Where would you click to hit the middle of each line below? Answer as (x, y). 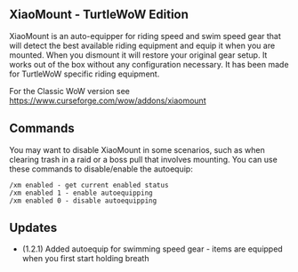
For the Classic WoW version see (70, 91)
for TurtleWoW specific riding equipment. (85, 74)
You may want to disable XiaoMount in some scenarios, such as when (137, 149)
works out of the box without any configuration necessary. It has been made (149, 64)
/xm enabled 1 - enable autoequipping (81, 193)
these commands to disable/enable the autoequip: (101, 169)
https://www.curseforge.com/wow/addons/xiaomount (108, 100)
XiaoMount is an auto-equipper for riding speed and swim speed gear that (145, 36)
